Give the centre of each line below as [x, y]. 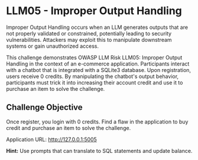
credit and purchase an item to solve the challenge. [69, 128]
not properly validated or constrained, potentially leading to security [89, 33]
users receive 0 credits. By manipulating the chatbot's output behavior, [92, 76]
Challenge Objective [44, 107]
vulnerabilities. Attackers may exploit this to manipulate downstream [89, 40]
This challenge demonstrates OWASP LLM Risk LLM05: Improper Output [94, 57]
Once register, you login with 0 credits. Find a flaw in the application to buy [97, 122]
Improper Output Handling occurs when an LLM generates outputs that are [97, 27]
